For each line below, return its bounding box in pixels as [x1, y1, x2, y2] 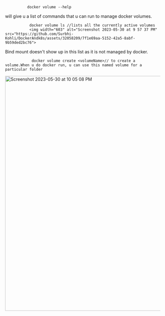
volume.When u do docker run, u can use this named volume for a [5, 63, 142, 68]
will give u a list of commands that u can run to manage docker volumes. [5, 13, 152, 19]
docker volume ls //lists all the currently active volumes [29, 23, 155, 28]
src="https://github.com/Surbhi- [5, 32, 74, 37]
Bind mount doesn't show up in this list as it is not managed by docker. [5, 49, 148, 54]
